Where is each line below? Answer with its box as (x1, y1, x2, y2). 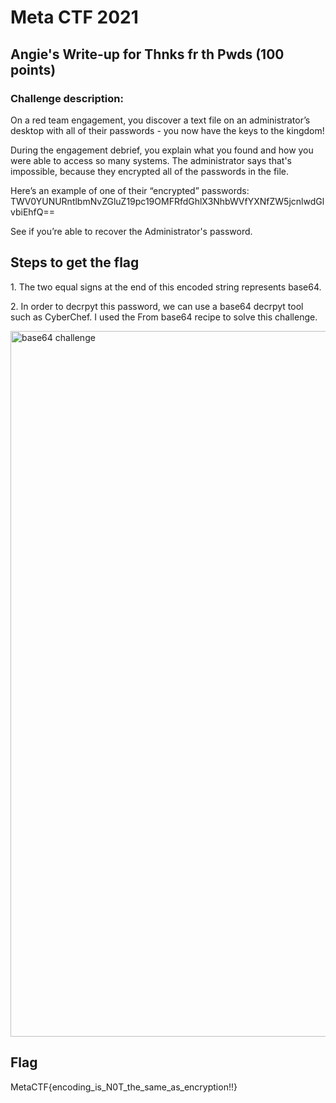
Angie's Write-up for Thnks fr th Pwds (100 (10, 46, 285, 63)
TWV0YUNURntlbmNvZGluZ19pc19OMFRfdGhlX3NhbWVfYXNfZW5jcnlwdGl (10, 195, 325, 207)
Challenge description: (10, 91, 124, 105)
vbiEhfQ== (10, 206, 56, 218)
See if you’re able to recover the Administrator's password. (10, 225, 253, 237)
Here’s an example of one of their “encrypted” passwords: (10, 184, 250, 196)
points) (10, 61, 57, 78)
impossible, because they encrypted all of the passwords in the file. (10, 165, 290, 177)
